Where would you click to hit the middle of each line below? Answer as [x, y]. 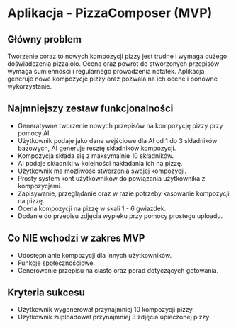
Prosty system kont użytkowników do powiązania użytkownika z [111, 178]
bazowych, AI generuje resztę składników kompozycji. [97, 148]
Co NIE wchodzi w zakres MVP [76, 238]
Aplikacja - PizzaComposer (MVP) [110, 13]
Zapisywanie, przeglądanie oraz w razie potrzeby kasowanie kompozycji [123, 193]
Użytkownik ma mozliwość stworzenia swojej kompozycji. [102, 171]
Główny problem [44, 39]
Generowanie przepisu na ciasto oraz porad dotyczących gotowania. [118, 270]
